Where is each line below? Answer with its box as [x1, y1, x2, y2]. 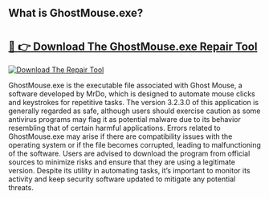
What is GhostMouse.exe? [8, 6, 144, 20]
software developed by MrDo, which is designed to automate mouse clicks [8, 89, 255, 99]
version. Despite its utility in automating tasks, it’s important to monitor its [8, 166, 251, 175]
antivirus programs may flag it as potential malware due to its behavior [8, 115, 241, 124]
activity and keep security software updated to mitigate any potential [8, 174, 236, 184]
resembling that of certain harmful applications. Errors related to [8, 124, 221, 132]
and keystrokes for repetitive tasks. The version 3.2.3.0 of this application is [8, 98, 259, 107]
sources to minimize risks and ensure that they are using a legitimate [8, 157, 235, 167]
